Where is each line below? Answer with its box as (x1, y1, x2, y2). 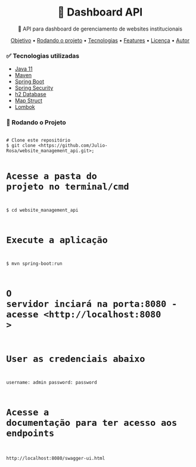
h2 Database (14, 91, 46, 98)
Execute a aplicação (6, 234, 108, 246)
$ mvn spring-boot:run (6, 260, 63, 267)
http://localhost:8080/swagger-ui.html (6, 456, 105, 462)
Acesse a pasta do (6, 170, 97, 182)
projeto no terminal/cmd (6, 181, 129, 192)
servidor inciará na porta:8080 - (6, 298, 178, 310)
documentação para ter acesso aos (6, 417, 178, 429)
